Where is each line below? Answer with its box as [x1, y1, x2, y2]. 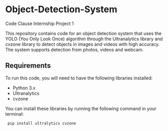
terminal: [5, 111, 24, 117]
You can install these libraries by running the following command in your [5, 106, 157, 112]
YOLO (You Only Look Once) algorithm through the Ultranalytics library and [5, 36, 163, 42]
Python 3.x [12, 85, 36, 91]
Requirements [5, 61, 51, 70]
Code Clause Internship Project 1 [5, 20, 74, 27]
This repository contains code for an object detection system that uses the [5, 30, 162, 36]
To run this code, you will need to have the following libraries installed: [5, 75, 153, 81]
